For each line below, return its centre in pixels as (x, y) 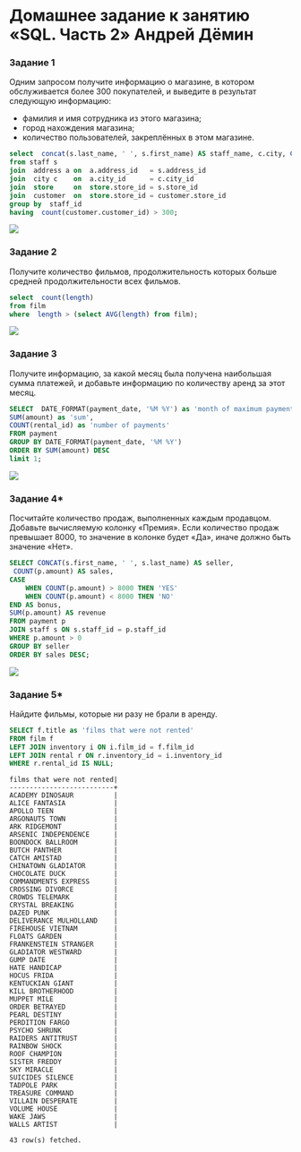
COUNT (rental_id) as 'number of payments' (90, 426)
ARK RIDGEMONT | (64, 827)
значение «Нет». (41, 546)
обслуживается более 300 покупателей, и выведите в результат (133, 91)
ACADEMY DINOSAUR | (64, 795)
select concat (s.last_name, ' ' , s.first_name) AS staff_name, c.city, (148, 154)
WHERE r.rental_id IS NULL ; (62, 764)
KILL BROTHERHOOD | (64, 992)
